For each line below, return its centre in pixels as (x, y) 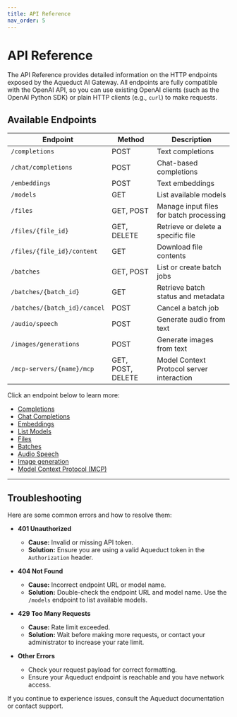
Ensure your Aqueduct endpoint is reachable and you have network (126, 677)
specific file (176, 235)
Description (192, 140)
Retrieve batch (181, 288)
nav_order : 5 (26, 21)
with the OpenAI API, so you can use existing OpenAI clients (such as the (114, 90)
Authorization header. (61, 558)
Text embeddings (186, 183)
